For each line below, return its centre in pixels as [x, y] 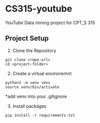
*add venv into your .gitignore [36, 96]
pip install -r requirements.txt [40, 115]
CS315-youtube [39, 9]
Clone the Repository [34, 50]
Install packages [29, 106]
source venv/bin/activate [32, 87]
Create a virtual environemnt [42, 73]
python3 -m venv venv [28, 83]
